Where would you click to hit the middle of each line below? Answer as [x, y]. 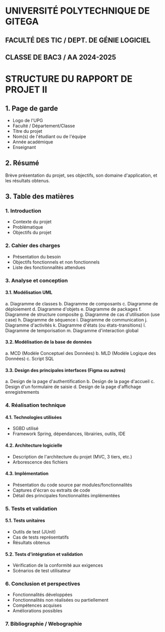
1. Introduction [23, 211]
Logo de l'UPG [28, 120]
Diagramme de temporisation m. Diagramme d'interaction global [72, 330]
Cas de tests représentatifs [41, 537]
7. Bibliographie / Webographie [44, 624]
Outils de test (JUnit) [34, 532]
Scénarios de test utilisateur [42, 571]
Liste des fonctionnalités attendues [49, 267]
